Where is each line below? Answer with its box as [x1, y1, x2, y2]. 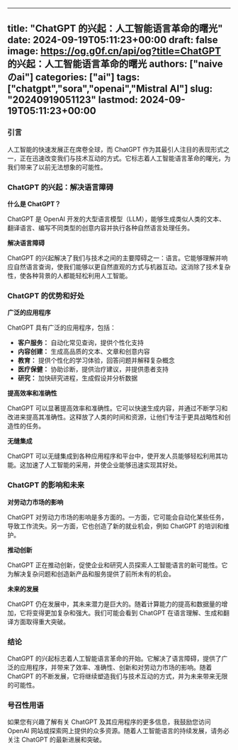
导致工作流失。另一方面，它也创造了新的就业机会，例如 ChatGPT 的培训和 [7, 522, 224, 530]
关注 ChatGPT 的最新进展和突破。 [7, 735, 106, 744]
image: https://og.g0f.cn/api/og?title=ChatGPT [7, 45, 222, 57]
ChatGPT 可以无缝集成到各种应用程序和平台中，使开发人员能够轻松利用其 [7, 452, 222, 461]
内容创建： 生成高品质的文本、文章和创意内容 [17, 347, 150, 356]
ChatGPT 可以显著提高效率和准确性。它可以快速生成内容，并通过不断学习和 [7, 404, 228, 413]
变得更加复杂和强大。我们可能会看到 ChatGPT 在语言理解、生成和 [31, 608, 224, 617]
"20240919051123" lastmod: [7, 94, 138, 106]
